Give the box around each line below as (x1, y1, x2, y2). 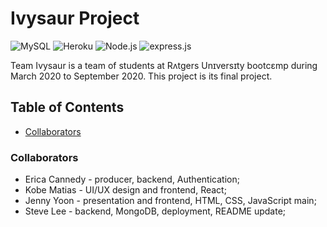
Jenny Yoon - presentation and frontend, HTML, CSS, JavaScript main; (24, 195, 317, 207)
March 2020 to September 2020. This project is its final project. (10, 70, 273, 82)
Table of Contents (10, 99, 125, 116)
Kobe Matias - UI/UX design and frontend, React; (24, 184, 227, 196)
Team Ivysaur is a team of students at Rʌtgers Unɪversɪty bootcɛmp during (10, 59, 318, 71)
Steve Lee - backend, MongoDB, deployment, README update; (24, 205, 287, 217)
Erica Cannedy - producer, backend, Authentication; (24, 173, 240, 186)
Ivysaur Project (10, 7, 140, 30)
